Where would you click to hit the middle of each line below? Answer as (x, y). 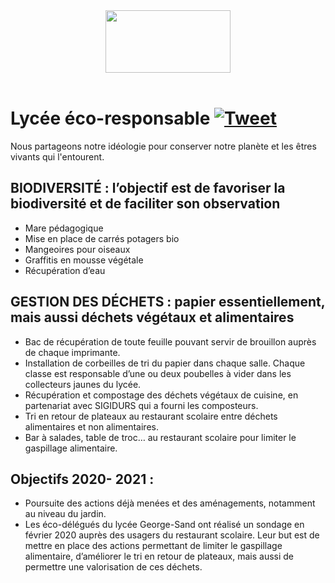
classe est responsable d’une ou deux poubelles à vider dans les (158, 373)
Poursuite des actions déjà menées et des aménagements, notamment (170, 503)
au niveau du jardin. (65, 514)
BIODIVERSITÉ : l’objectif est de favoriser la (148, 188)
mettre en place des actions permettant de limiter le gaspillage (153, 546)
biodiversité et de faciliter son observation (145, 204)
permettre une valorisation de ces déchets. (113, 567)
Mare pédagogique (64, 228)
